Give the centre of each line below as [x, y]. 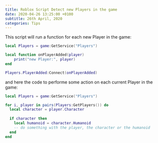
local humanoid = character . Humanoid [53, 123]
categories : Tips [23, 23]
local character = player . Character [47, 110]
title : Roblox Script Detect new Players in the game [61, 10]
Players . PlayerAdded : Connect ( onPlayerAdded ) [51, 73]
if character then [28, 119]
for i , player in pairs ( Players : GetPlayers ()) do [57, 105]
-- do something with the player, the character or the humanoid [82, 127]
